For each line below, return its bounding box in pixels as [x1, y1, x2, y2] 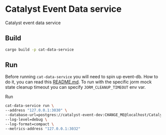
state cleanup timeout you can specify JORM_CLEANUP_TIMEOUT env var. [5, 84, 146, 90]
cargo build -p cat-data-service [5, 47, 74, 52]
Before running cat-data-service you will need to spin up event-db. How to [5, 74, 158, 80]
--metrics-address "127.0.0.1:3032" [5, 126, 81, 131]
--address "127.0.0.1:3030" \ [5, 108, 68, 113]
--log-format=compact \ [5, 122, 54, 127]
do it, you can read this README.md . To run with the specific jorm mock [5, 79, 152, 85]
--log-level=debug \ [5, 117, 48, 122]
